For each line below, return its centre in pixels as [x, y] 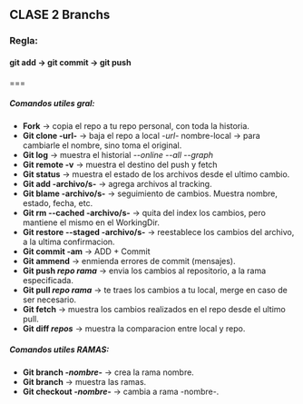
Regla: [24, 41]
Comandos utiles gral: [52, 103]
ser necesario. [49, 300]
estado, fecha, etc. [58, 203]
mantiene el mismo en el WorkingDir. [91, 222]
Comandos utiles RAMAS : [59, 350]
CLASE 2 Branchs [60, 15]
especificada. [48, 281]
